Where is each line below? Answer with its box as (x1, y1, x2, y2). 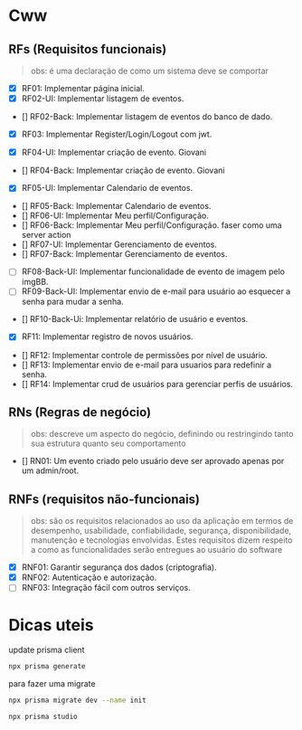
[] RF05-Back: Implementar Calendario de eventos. (21, 201, 212, 212)
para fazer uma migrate (8, 678, 96, 689)
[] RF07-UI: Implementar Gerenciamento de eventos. (21, 239, 218, 250)
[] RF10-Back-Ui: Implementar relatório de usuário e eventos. (21, 314, 249, 325)
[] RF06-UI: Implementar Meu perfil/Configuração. (21, 210, 210, 222)
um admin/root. (21, 465, 80, 476)
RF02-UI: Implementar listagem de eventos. (21, 93, 184, 104)
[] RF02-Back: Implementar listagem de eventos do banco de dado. (21, 111, 273, 122)
